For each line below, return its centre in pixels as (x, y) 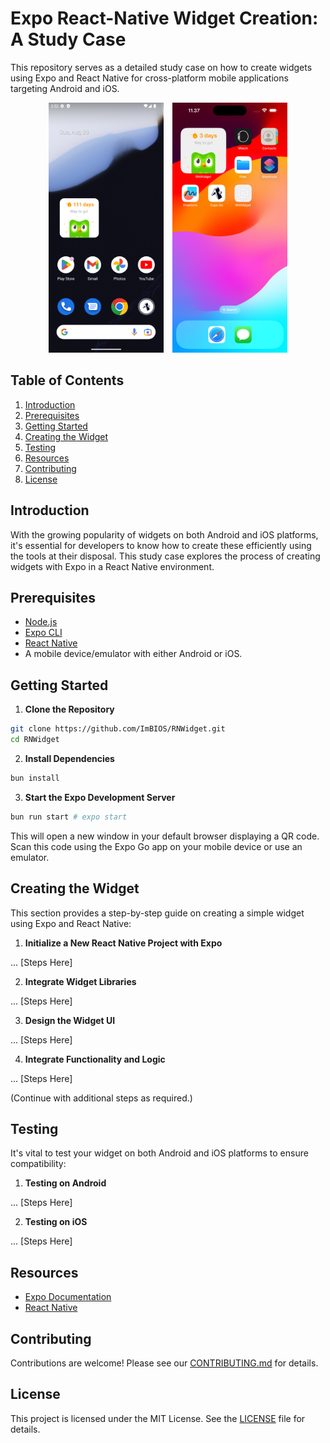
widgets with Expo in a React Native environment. (112, 566)
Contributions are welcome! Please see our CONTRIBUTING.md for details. (164, 1363)
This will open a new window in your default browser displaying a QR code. (165, 836)
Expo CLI (43, 633)
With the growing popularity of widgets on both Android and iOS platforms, (164, 534)
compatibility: (38, 1164)
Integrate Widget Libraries (80, 981)
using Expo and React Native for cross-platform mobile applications (149, 78)
